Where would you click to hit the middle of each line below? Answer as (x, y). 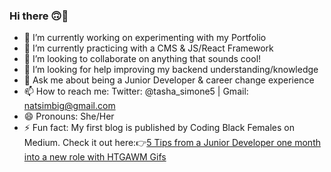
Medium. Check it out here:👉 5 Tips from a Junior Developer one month (172, 143)
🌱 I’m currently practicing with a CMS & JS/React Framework (148, 48)
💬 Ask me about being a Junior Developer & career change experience (169, 80)
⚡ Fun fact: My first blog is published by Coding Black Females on (159, 128)
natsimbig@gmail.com (69, 106)
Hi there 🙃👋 (39, 16)
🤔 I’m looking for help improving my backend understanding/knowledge (171, 70)
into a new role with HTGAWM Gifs (95, 157)
